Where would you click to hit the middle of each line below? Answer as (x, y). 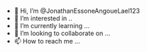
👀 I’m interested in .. (43, 18)
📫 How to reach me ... (47, 41)
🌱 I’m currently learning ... (52, 26)
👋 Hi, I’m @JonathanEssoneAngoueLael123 (77, 11)
